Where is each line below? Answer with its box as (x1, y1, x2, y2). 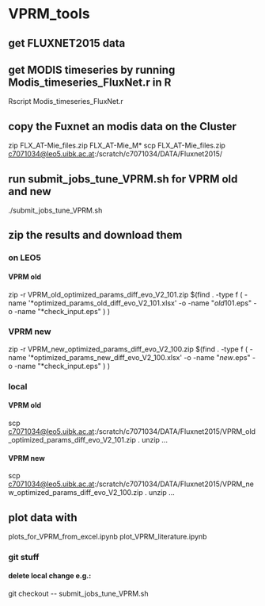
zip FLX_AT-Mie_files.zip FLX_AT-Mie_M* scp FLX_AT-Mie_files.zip (8, 140, 225, 151)
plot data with (8, 511, 78, 524)
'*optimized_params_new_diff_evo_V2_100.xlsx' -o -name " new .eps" (28, 352, 251, 362)
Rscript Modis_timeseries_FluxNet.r (8, 97, 124, 106)
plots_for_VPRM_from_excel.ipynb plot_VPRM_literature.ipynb (8, 531, 207, 541)
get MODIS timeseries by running (8, 63, 176, 76)
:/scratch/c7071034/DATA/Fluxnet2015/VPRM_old (94, 426, 256, 436)
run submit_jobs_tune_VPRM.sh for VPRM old (8, 172, 238, 186)
